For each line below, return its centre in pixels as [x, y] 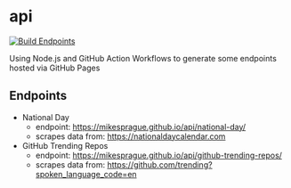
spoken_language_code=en [86, 174]
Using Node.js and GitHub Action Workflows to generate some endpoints [143, 58]
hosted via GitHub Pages [55, 68]
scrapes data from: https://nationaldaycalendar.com [130, 136]
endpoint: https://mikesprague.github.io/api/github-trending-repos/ [159, 155]
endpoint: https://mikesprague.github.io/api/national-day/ [141, 127]
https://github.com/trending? [159, 164]
